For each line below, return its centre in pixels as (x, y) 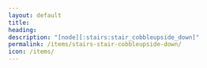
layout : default (35, 15)
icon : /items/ (32, 52)
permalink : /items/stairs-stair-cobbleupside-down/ (95, 45)
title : (19, 23)
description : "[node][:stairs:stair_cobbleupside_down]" (104, 37)
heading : (23, 30)
